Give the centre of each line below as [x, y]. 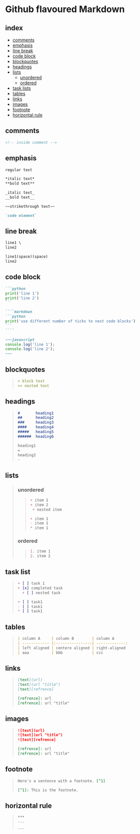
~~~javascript [20, 340]
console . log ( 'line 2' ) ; [30, 349]
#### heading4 [36, 427]
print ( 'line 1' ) [22, 293]
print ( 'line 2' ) [22, 298]
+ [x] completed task [40, 588]
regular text [19, 170]
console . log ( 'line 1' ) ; [30, 344]
